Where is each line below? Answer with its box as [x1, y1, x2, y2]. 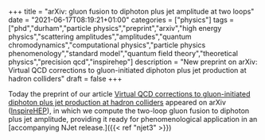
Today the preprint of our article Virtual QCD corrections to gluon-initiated [8, 89, 251, 98]
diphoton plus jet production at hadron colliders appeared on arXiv [8, 98, 227, 107]
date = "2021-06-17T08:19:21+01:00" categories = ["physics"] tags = [8, 15, 235, 25]
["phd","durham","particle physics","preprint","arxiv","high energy [8, 24, 222, 32]
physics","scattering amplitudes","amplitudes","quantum [8, 32, 193, 41]
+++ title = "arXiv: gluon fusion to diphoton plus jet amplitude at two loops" [8, 7, 255, 16]
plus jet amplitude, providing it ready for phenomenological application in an [8, 115, 258, 123]
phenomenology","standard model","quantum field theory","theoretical [8, 49, 239, 58]
